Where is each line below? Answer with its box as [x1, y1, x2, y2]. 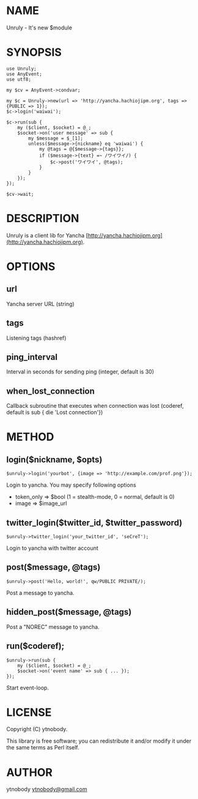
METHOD [6, 430, 54, 444]
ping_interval [6, 352, 58, 362]
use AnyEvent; [6, 71, 43, 77]
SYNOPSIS [6, 45, 62, 59]
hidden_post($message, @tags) [6, 607, 132, 617]
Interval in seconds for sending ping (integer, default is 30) [6, 368, 155, 375]
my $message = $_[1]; [28, 135, 84, 141]
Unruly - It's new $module [6, 24, 72, 31]
